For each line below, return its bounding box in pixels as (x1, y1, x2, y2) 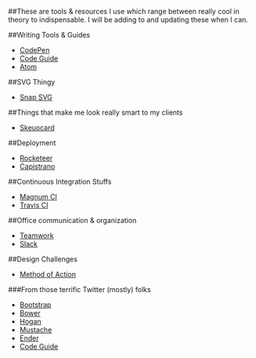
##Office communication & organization (8, 216, 137, 225)
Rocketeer (19, 153, 53, 163)
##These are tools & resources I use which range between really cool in (8, 7, 240, 16)
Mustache (19, 325, 52, 334)
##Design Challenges (8, 254, 78, 264)
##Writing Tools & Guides (8, 31, 91, 39)
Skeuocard (19, 123, 55, 132)
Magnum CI (19, 192, 57, 201)
